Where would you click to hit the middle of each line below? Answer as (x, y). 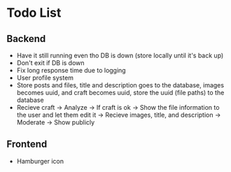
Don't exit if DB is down (50, 63)
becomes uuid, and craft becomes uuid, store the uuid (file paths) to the (120, 93)
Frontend (27, 144)
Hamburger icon (40, 161)
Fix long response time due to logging (71, 70)
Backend (26, 39)
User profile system (45, 78)
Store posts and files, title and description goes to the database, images (120, 85)
